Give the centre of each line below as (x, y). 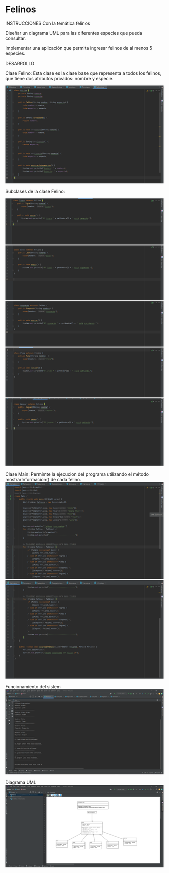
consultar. (16, 38)
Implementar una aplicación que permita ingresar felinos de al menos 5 (79, 48)
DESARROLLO (20, 63)
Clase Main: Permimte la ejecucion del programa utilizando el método (77, 474)
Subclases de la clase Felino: (35, 191)
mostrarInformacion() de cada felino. (43, 480)
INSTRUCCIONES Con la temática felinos (48, 23)
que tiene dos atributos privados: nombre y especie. (59, 78)
